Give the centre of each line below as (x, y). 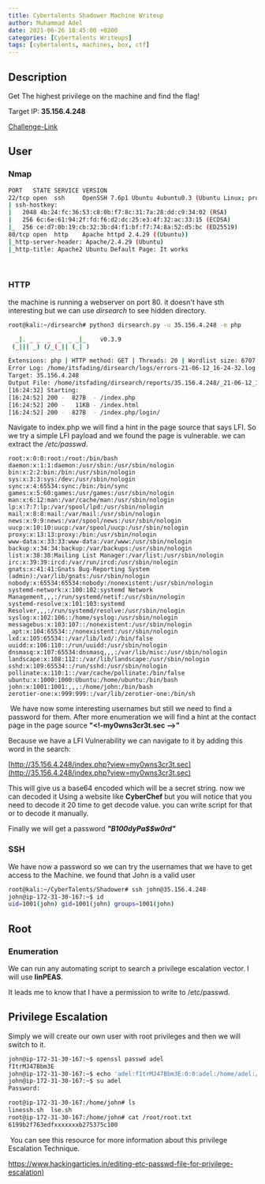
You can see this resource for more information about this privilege (119, 1140)
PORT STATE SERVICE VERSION (58, 191)
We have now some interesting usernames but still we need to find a (121, 709)
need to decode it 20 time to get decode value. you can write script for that (130, 805)
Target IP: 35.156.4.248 (47, 111)
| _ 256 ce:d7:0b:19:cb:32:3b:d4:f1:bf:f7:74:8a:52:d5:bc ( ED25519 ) (123, 227)
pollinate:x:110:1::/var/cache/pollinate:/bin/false (97, 673)
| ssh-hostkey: (33, 205)
